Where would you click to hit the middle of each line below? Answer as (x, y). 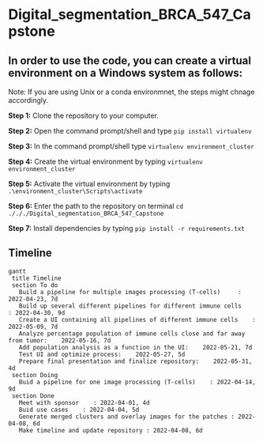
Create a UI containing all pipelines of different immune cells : (137, 319)
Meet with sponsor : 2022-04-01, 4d (84, 402)
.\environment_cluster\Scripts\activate (76, 191)
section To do (35, 285)
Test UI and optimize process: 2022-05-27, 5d (102, 354)
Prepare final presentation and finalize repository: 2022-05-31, (135, 361)
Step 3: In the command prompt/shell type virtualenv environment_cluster (131, 146)
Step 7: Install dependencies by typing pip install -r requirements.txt (126, 228)
